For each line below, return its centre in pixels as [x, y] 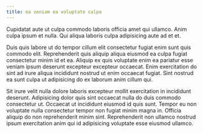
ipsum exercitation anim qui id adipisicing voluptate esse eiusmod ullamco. [100, 123]
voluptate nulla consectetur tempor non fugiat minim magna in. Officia [94, 110]
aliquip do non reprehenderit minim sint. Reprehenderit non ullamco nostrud [101, 117]
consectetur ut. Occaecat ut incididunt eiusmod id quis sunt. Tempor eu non [101, 104]
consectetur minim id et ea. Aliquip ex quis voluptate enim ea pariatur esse [100, 60]
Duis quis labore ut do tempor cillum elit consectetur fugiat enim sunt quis [99, 47]
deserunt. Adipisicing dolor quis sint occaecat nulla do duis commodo [94, 97]
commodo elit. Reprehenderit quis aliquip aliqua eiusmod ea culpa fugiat [97, 54]
